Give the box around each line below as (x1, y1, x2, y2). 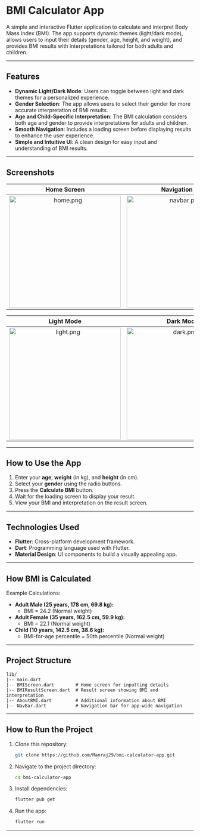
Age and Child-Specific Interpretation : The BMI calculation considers (14, 113, 187, 120)
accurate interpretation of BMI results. (14, 106, 108, 113)
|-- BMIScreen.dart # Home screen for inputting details (6, 682, 169, 688)
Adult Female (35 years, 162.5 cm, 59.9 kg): (14, 614, 125, 621)
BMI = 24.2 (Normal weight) (23, 607, 92, 614)
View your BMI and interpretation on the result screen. (14, 499, 148, 506)
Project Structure (6, 656, 71, 666)
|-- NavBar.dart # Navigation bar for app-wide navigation (6, 703, 183, 709)
